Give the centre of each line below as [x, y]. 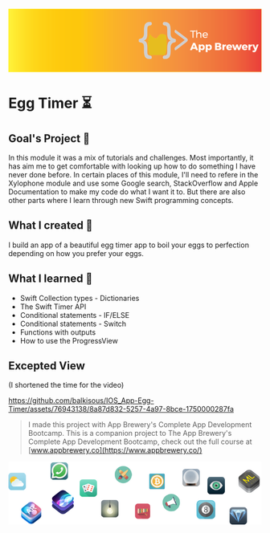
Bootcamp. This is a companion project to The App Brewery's [130, 433]
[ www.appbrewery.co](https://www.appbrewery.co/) [115, 450]
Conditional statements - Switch [73, 323]
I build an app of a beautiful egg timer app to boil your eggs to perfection [129, 245]
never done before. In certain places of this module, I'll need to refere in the [133, 175]
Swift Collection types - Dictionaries [80, 298]
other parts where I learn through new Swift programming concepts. [121, 200]
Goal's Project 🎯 [49, 138]
